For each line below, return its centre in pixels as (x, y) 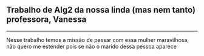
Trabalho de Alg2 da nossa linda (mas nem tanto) (101, 10)
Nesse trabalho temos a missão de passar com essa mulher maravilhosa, (98, 40)
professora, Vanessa (46, 20)
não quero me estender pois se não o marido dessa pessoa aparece (92, 46)
